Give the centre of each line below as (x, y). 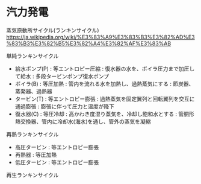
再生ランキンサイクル (32, 175)
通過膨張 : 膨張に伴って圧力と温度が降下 (65, 106)
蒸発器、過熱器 (33, 91)
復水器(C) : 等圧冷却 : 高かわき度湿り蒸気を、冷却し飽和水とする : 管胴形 (104, 114)
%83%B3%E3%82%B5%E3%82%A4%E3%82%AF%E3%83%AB (89, 43)
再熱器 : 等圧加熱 (36, 154)
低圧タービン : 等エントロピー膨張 (57, 162)
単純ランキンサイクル (32, 56)
